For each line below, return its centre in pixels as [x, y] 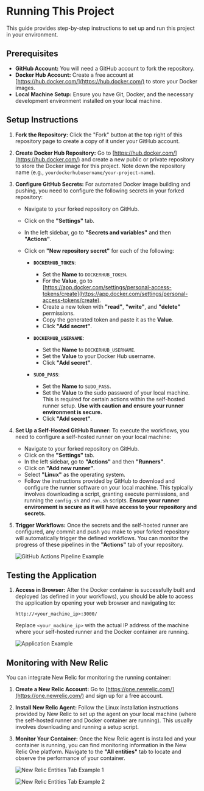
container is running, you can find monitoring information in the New [101, 745]
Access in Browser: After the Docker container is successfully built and [105, 590]
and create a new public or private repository [138, 159]
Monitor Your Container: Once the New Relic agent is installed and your [106, 739]
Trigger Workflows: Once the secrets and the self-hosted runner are [102, 525]
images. [25, 88]
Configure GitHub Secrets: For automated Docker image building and [103, 184]
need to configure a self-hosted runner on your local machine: [93, 437]
